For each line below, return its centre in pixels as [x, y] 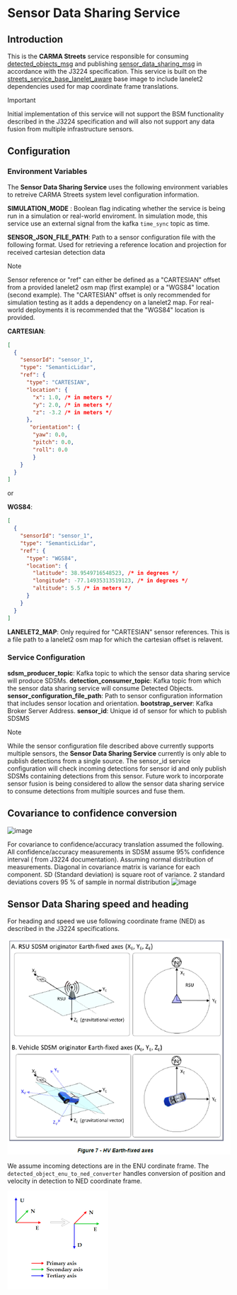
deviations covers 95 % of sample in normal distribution [89, 882]
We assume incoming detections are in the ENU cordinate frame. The [108, 1166]
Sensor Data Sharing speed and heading [98, 904]
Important [22, 100]
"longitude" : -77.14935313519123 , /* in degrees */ [111, 581]
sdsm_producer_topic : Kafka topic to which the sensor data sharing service [119, 673]
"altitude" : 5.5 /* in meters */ [82, 588]
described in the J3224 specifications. [64, 929]
